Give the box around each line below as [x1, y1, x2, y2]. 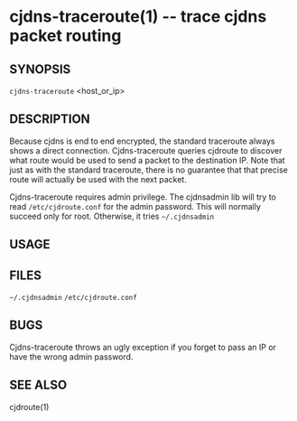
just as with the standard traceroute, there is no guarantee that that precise [9, 164, 289, 175]
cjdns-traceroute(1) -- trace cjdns [9, 6, 267, 27]
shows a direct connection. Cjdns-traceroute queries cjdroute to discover [9, 145, 283, 155]
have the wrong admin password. [9, 351, 134, 362]
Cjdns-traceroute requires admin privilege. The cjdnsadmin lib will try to [9, 192, 277, 202]
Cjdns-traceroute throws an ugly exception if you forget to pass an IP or [9, 341, 277, 352]
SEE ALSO [9, 378, 68, 393]
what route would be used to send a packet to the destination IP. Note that [9, 154, 286, 165]
